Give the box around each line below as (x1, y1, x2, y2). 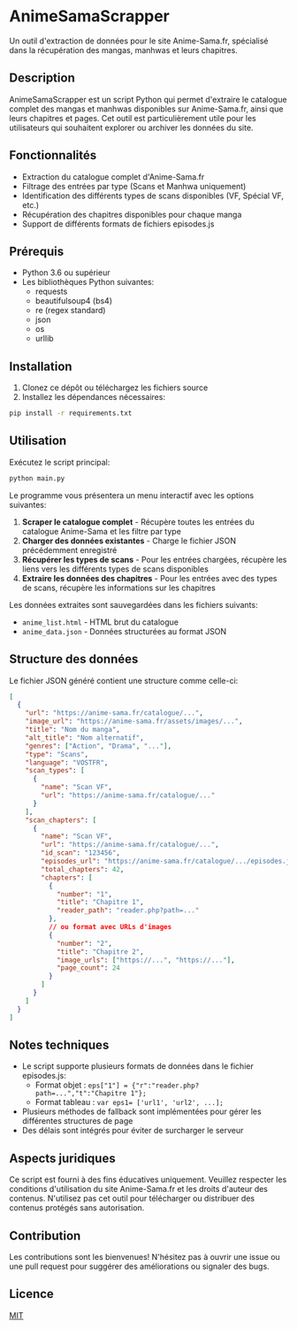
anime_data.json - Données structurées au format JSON (21, 626, 227, 636)
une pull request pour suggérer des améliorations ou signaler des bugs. (9, 1261, 270, 1271)
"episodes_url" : (41, 857, 101, 866)
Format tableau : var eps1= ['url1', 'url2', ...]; (34, 1097, 224, 1108)
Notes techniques (9, 1037, 110, 1052)
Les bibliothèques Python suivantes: (21, 277, 155, 288)
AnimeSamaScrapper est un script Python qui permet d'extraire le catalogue (9, 94, 287, 104)
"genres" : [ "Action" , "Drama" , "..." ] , (25, 741, 172, 750)
